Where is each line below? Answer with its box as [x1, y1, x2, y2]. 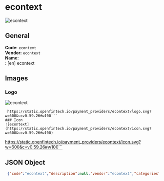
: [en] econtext [5, 60, 35, 66]
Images [5, 74, 28, 83]
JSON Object [5, 158, 45, 166]
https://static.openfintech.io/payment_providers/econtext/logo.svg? [7, 109, 152, 114]
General [5, 32, 30, 40]
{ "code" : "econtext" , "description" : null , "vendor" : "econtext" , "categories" [7, 171, 161, 176]
